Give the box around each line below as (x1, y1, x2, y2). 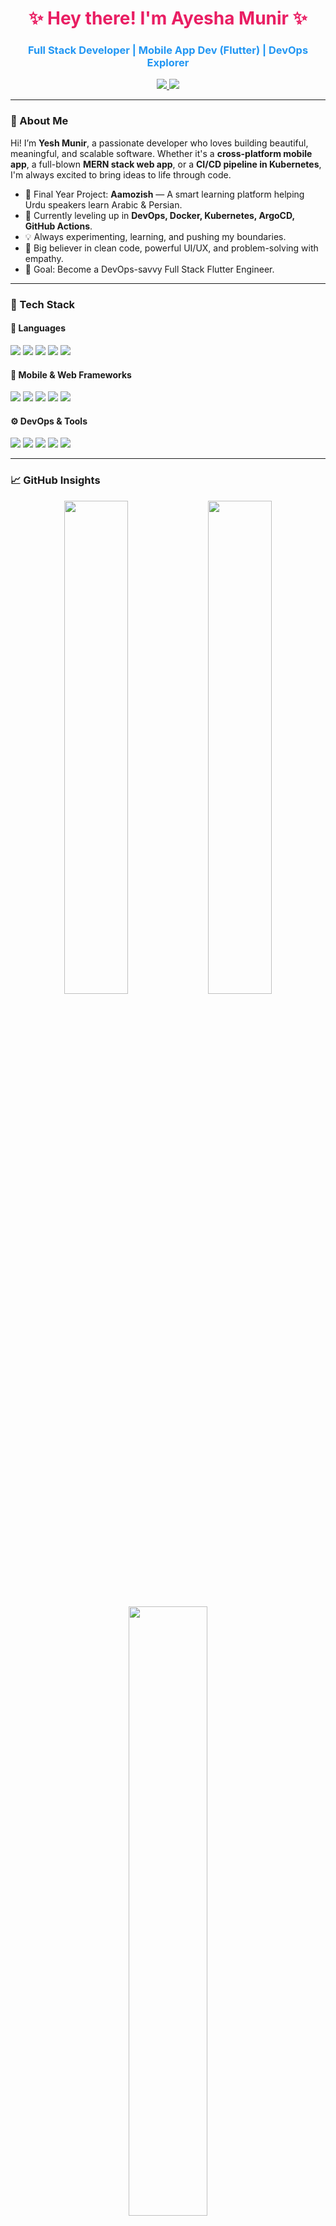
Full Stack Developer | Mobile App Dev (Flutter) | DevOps (27, 43, 309, 57)
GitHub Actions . (24, 220, 93, 232)
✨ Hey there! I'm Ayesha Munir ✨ (28, 7, 308, 30)
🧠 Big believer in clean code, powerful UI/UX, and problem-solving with (24, 242, 319, 254)
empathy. (24, 252, 64, 264)
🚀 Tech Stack (10, 297, 76, 311)
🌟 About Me (10, 114, 69, 128)
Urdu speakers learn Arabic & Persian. (24, 198, 183, 211)
